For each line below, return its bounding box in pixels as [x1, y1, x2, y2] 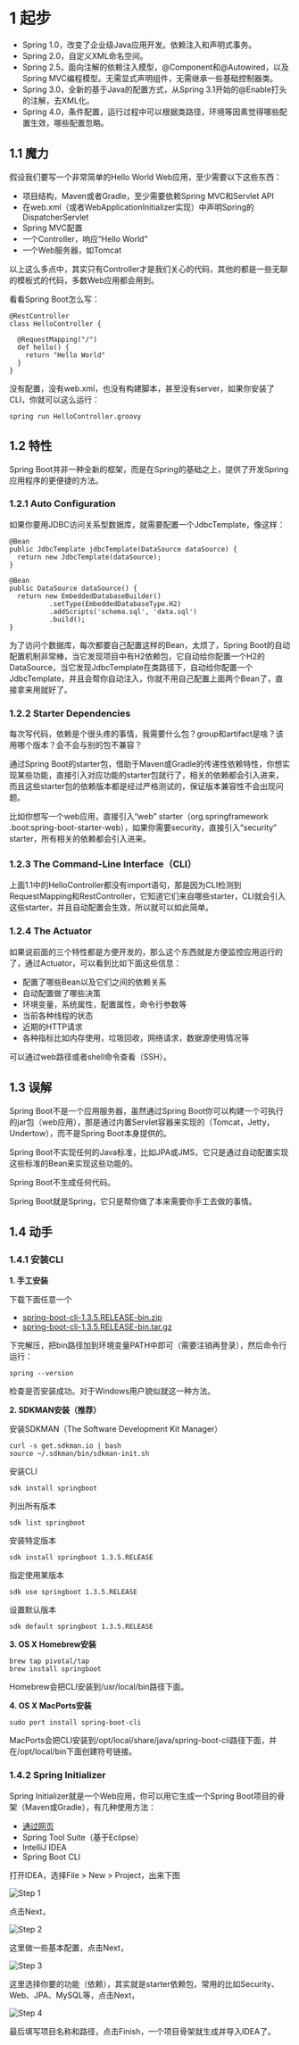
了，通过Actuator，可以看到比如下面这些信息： [9, 957, 182, 968]
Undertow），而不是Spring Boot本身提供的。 [9, 1127, 171, 1138]
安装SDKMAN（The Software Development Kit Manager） [9, 1424, 223, 1434]
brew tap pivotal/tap [9, 1657, 90, 1666]
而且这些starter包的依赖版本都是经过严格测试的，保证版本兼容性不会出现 [9, 781, 277, 792]
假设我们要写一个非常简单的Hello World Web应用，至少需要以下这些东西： [9, 171, 283, 182]
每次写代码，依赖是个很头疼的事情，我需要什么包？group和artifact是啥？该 [9, 728, 284, 739]
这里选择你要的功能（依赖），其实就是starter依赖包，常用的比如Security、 [9, 1978, 279, 1989]
